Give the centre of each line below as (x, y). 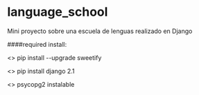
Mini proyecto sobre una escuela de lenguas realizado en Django (100, 31)
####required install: (37, 44)
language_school (58, 12)
